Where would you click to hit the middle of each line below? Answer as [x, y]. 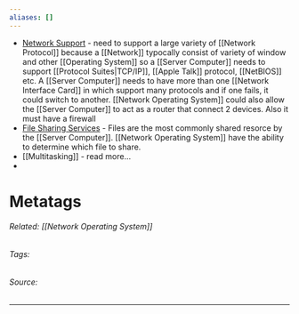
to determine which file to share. [81, 147]
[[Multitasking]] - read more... [77, 156]
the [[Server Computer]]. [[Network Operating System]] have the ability [153, 137]
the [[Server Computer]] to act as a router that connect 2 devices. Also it [155, 109]
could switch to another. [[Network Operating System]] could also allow [153, 100]
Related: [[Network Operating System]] [81, 227]
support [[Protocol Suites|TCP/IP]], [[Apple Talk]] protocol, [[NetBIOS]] [152, 71]
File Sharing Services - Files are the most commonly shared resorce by [152, 128]
